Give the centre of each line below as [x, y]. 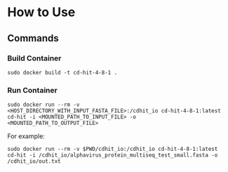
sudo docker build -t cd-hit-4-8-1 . [62, 72]
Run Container [32, 90]
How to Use [41, 12]
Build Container [34, 58]
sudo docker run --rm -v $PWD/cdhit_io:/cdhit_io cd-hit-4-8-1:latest [113, 149]
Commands [33, 38]
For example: [26, 136]
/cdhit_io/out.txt [34, 161]
